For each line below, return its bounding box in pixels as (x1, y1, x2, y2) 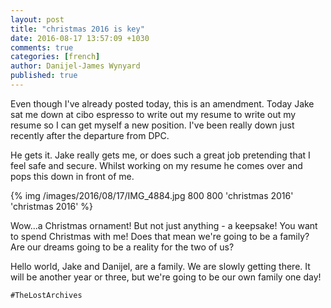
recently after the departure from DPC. (10, 129, 170, 141)
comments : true (10, 42, 74, 53)
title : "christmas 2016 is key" (10, 24, 145, 34)
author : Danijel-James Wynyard (10, 61, 141, 71)
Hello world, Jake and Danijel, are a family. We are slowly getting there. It (10, 260, 311, 272)
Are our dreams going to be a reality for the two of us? (10, 241, 235, 253)
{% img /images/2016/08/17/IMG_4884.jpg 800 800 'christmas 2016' (10, 189, 294, 201)
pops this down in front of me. (10, 170, 135, 182)
